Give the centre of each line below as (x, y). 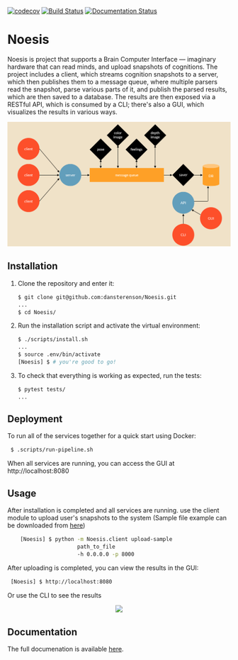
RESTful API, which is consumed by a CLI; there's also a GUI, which (106, 104)
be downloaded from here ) (46, 525)
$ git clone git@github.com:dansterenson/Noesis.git (97, 297)
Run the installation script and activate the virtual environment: (109, 325)
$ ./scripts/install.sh (53, 340)
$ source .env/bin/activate (59, 354)
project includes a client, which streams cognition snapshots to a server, (113, 74)
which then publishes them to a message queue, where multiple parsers (113, 82)
